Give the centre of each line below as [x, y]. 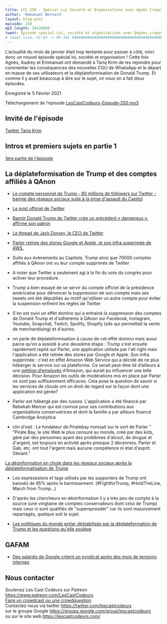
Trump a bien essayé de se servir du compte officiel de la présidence [83, 288]
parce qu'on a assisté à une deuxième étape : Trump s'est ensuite [80, 344]
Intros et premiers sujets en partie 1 [61, 146]
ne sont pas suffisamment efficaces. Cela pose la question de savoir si [85, 381]
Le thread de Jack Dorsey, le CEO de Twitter [58, 233]
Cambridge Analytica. [35, 417]
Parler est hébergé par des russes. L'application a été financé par [79, 401]
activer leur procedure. [36, 278]
